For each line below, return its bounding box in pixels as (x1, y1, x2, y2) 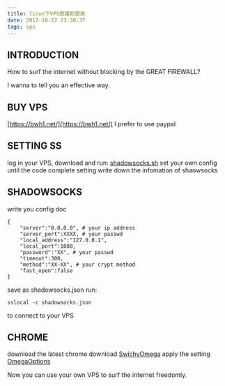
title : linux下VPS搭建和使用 (7, 10, 86, 17)
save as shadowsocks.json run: (7, 285, 98, 294)
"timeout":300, (20, 255, 64, 262)
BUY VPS (7, 101, 48, 113)
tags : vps (7, 23, 36, 30)
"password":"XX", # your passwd (20, 248, 114, 255)
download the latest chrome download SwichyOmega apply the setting (7, 350, 210, 358)
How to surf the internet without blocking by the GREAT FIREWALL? (7, 68, 201, 76)
